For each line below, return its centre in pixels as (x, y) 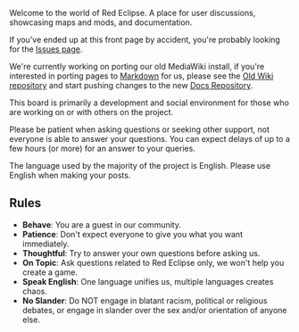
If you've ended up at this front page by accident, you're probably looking (145, 40)
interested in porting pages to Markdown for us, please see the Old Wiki (141, 76)
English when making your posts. (70, 175)
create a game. (50, 272)
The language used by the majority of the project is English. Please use (140, 166)
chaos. (34, 291)
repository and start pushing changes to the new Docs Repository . (131, 85)
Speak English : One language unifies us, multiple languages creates (148, 281)
